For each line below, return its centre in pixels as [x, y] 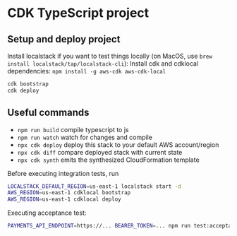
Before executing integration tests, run [63, 173]
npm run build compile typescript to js [73, 129]
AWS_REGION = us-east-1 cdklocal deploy [64, 199]
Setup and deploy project [64, 39]
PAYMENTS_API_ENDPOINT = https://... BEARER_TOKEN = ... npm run [99, 226]
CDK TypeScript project [78, 13]
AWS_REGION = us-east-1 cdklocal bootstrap [69, 193]
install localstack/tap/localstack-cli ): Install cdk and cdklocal [103, 64]
